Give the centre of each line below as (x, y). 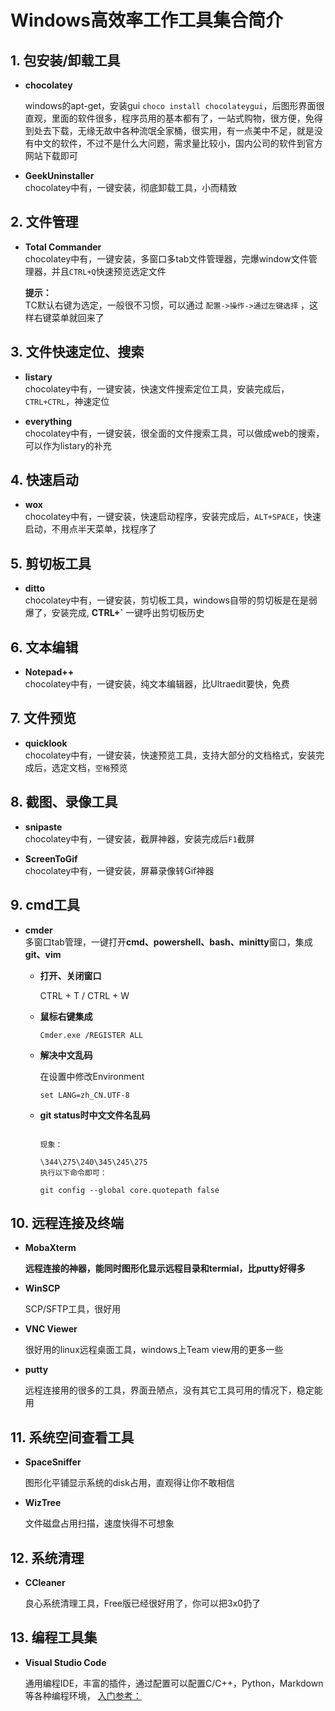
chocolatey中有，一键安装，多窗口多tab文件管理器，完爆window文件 (166, 258)
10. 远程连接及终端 (67, 1222)
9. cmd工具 (45, 905)
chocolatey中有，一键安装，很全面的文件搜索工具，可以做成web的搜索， (174, 433)
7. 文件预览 (43, 718)
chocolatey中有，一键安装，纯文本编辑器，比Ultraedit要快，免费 (157, 684)
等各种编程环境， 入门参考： (83, 1695)
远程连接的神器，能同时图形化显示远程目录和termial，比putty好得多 (165, 1268)
